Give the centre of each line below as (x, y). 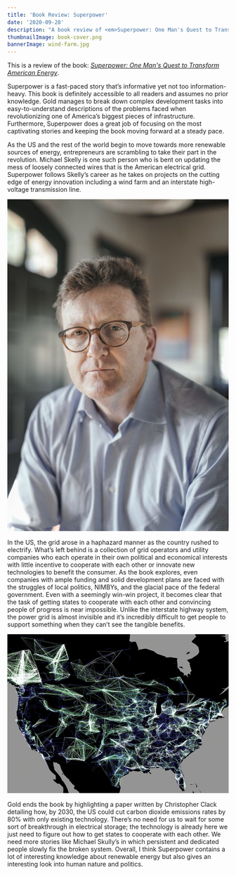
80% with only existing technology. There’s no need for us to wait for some (116, 820)
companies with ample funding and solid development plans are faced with (116, 580)
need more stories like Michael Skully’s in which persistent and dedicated (113, 842)
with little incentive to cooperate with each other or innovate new (101, 565)
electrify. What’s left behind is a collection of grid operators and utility (108, 550)
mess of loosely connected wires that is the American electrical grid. (106, 167)
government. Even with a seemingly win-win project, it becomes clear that (115, 595)
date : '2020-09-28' (36, 22)
